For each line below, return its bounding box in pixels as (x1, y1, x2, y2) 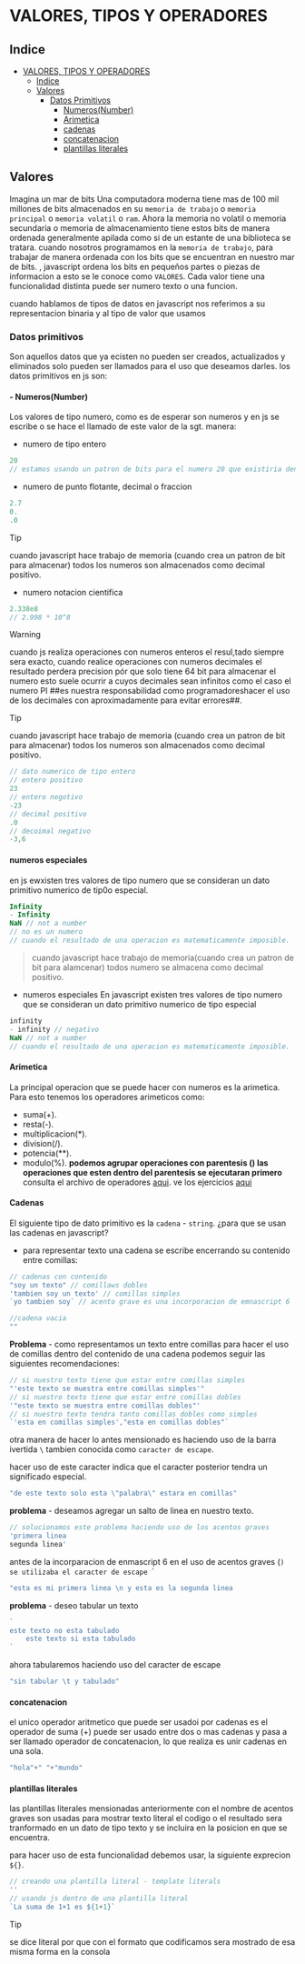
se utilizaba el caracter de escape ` (9, 1566, 155, 1577)
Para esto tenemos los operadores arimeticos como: (9, 1091, 205, 1102)
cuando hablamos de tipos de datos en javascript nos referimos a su (9, 297, 266, 309)
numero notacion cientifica (22, 586, 123, 597)
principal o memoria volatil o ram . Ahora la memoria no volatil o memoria (9, 213, 287, 224)
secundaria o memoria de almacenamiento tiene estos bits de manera (9, 222, 271, 233)
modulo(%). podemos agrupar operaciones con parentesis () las (22, 1157, 269, 1168)
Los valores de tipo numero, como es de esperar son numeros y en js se (9, 411, 280, 423)
